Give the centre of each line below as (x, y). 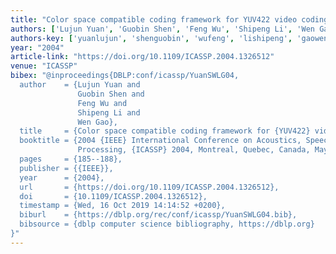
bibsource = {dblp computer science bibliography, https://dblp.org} (167, 224)
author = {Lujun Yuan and (80, 85)
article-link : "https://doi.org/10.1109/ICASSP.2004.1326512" (142, 57)
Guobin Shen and (111, 94)
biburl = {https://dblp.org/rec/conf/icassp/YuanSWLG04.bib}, (158, 215)
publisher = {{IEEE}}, (66, 168)
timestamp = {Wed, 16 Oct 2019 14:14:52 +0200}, (122, 206)
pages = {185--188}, (71, 159)
